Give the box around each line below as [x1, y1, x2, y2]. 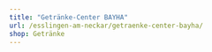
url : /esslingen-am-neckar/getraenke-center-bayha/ [9, 21, 203, 30]
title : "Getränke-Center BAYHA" [9, 12, 128, 22]
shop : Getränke [9, 29, 65, 38]
